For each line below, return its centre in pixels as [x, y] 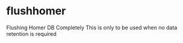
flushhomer [36, 11]
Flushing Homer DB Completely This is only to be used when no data [92, 27]
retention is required [31, 33]
